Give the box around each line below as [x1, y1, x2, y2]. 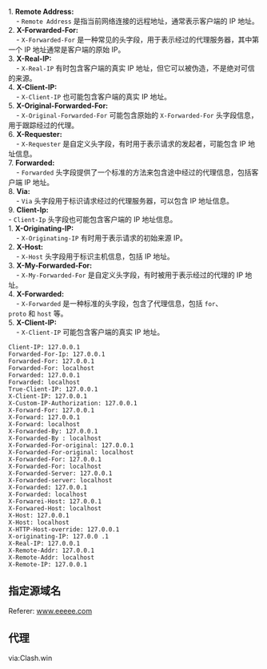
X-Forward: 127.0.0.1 [8, 413, 81, 421]
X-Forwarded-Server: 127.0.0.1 [8, 470, 113, 478]
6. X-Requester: [8, 130, 62, 139]
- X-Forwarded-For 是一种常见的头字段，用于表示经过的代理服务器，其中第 [15, 35, 260, 44]
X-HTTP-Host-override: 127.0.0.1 [8, 526, 120, 534]
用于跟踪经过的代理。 [8, 120, 78, 130]
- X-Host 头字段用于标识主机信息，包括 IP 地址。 [15, 252, 174, 261]
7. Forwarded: [8, 158, 55, 167]
